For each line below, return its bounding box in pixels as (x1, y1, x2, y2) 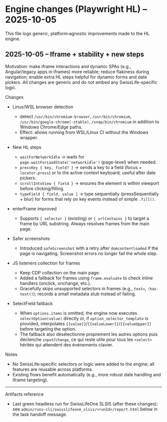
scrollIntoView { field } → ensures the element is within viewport (19, 180, 159, 186)
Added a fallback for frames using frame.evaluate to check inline (19, 275, 153, 281)
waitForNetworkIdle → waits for (19, 154, 84, 160)
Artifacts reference (5, 391, 44, 397)
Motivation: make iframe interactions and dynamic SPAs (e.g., (5, 63, 131, 69)
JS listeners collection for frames (12, 260, 81, 266)
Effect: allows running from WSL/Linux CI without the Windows (19, 129, 149, 135)
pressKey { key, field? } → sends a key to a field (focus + (19, 164, 142, 170)
